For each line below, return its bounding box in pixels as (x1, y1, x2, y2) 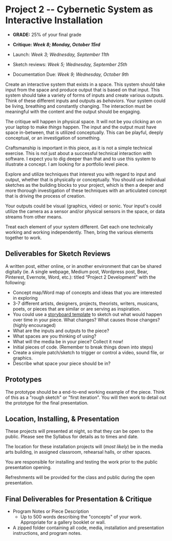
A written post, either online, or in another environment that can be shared (5, 263, 162, 269)
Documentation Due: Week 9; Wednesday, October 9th (12, 71, 129, 78)
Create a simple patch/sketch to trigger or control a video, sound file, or (12, 349, 164, 355)
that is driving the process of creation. (5, 192, 86, 199)
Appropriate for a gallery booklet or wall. (20, 519, 106, 526)
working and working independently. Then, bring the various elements (5, 229, 154, 235)
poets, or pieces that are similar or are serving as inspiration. (12, 305, 141, 312)
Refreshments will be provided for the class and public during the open (5, 474, 155, 480)
